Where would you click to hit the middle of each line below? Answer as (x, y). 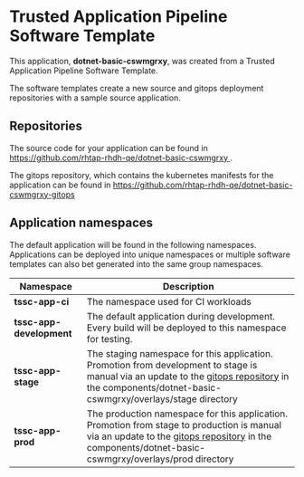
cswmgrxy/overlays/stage (142, 398)
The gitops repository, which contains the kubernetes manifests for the (142, 175)
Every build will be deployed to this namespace (186, 328)
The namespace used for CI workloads (169, 301)
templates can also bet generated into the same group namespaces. (137, 263)
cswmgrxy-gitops (42, 194)
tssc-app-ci (42, 301)
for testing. (109, 339)
